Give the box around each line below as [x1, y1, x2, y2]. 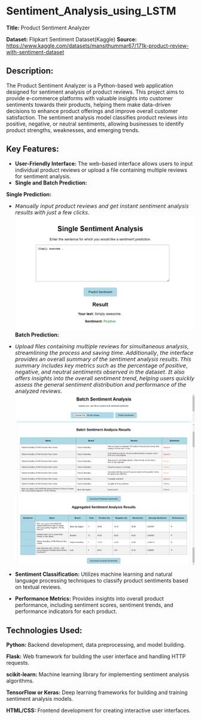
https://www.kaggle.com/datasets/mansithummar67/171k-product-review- [6, 42, 190, 49]
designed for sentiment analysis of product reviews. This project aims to [6, 88, 184, 95]
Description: [6, 66, 54, 76]
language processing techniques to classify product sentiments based [14, 577, 188, 584]
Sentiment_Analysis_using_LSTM [6, 4, 176, 18]
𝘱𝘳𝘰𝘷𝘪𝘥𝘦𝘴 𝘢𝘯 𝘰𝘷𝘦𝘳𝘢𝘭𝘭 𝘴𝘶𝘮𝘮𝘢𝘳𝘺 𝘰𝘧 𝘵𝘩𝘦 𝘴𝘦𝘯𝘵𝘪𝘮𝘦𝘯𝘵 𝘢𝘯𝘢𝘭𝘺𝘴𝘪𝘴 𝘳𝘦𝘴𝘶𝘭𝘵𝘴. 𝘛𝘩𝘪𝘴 [14, 355, 191, 363]
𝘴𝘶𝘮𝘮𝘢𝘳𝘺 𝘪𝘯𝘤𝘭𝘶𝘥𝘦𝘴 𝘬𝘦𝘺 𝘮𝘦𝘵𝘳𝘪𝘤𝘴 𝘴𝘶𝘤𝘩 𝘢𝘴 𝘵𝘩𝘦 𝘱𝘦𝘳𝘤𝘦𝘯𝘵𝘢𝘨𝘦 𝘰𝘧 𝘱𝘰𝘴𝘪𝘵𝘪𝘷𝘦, [14, 362, 188, 369]
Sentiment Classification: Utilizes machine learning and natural [14, 570, 172, 578]
